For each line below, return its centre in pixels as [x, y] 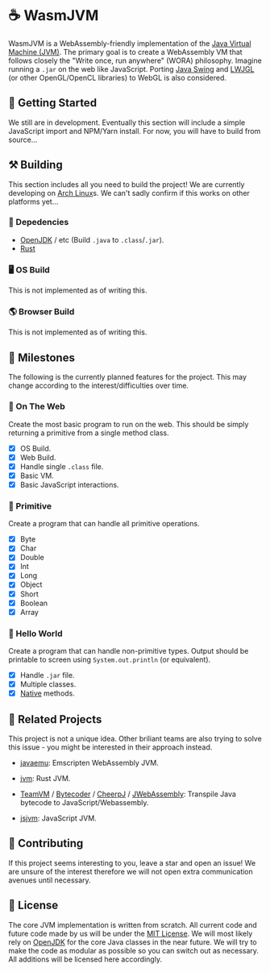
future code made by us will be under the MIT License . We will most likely [131, 933]
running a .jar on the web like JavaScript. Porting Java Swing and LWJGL [131, 69]
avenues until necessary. [50, 880]
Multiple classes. [48, 684]
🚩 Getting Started [53, 103]
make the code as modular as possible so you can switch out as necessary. [134, 950]
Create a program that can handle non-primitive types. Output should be [129, 651]
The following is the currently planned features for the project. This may [128, 377]
